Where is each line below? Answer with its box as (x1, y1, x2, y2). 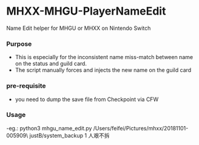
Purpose (6, 40, 32, 48)
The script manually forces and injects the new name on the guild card (15, 66, 192, 74)
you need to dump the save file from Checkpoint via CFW (15, 96, 159, 103)
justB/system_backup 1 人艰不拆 (29, 132, 110, 139)
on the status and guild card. (15, 60, 87, 68)
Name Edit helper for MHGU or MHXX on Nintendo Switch (6, 24, 151, 32)
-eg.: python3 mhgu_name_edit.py (6, 124, 92, 132)
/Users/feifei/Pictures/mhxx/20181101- (93, 124, 189, 132)
